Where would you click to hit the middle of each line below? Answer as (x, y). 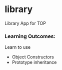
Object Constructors (33, 57)
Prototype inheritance (34, 62)
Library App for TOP (25, 23)
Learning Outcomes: (30, 36)
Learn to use (18, 47)
